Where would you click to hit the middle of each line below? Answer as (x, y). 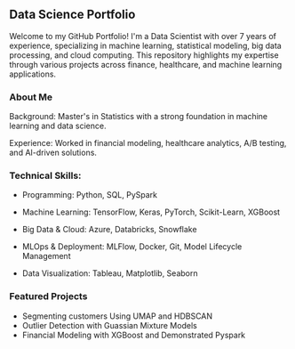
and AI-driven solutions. (53, 153)
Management (46, 256)
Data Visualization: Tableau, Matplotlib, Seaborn (110, 273)
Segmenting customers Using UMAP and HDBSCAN (117, 316)
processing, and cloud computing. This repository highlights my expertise (144, 55)
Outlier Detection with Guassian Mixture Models (109, 325)
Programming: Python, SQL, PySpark (90, 195)
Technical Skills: (45, 175)
